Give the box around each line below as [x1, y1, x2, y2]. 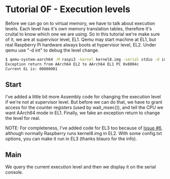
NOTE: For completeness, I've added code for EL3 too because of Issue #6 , [5, 125, 163, 131]
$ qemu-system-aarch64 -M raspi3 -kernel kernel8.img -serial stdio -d [5, 57, 159, 62]
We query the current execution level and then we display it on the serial [5, 164, 156, 170]
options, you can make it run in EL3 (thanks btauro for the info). [5, 136, 138, 142]
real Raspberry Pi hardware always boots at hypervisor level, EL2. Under [5, 41, 156, 48]
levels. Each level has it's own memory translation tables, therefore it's [5, 25, 152, 31]
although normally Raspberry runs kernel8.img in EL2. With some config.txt [5, 130, 162, 137]
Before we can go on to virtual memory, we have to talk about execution [5, 20, 155, 26]
